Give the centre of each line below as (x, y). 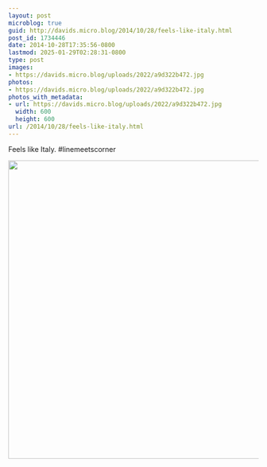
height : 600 (35, 119)
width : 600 (33, 112)
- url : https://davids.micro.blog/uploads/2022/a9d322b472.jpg (115, 104)
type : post (26, 60)
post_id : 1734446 (37, 38)
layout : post (30, 16)
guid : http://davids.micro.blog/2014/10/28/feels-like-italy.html (120, 30)
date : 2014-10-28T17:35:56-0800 (62, 45)
